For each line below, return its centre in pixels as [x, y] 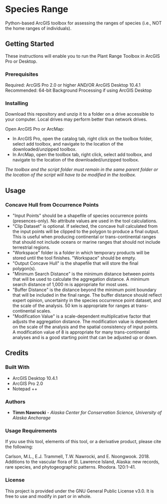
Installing [17, 103]
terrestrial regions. [31, 247]
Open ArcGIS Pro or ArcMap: [35, 129]
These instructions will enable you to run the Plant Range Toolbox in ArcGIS [83, 56]
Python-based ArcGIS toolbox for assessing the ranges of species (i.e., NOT [83, 23]
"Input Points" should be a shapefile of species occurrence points [80, 216]
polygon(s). [24, 269]
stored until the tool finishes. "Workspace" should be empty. [74, 258]
